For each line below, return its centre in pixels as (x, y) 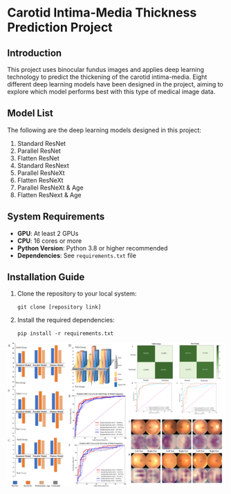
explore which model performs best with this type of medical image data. (111, 92)
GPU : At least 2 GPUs (48, 233)
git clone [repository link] (59, 307)
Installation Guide (46, 277)
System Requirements (56, 217)
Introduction (35, 53)
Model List (30, 113)
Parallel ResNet (39, 151)
